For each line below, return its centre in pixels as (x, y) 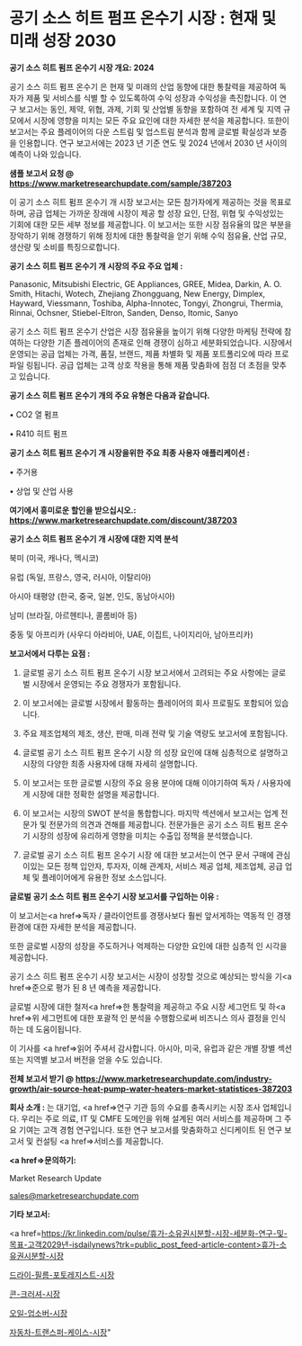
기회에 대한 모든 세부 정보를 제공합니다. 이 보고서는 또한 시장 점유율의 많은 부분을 (151, 224)
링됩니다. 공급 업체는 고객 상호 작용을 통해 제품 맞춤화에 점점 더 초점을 (148, 364)
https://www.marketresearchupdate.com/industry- (173, 1078)
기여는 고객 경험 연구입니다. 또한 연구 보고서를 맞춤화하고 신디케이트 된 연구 (151, 1129)
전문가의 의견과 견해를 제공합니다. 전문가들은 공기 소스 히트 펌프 (160, 824)
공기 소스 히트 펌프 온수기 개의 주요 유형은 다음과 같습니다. (110, 395)
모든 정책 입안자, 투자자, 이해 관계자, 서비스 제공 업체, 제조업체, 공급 (164, 866)
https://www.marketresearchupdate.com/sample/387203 (120, 183)
